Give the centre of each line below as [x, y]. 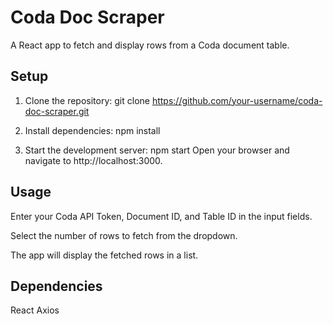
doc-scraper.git [57, 111]
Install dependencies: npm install [92, 130]
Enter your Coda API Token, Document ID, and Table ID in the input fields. [161, 216]
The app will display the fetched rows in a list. [104, 255]
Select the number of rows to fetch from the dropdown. [124, 235]
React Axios [35, 310]
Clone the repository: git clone [87, 100]
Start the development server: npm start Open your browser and [157, 150]
